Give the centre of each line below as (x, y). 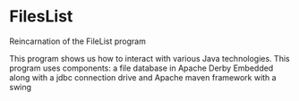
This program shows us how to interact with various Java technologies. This (149, 58)
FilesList (41, 17)
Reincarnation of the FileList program (77, 41)
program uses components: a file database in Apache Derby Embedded (141, 68)
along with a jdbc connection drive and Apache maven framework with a (143, 77)
